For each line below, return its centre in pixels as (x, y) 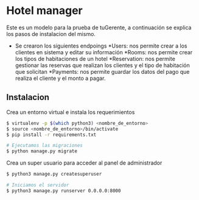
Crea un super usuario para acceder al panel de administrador (84, 163)
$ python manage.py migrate (42, 151)
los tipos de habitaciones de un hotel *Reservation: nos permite (95, 59)
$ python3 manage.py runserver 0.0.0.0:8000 (64, 191)
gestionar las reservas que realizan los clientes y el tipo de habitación (102, 65)
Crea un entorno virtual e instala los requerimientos (71, 112)
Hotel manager (45, 11)
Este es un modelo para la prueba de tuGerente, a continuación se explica (99, 27)
